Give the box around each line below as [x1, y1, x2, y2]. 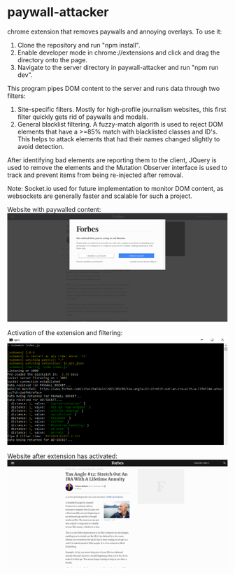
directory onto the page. [17, 55, 87, 64]
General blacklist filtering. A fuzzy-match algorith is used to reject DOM [17, 120, 224, 128]
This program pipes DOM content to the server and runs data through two [7, 84, 220, 92]
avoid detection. [17, 142, 64, 150]
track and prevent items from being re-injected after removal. [7, 171, 184, 179]
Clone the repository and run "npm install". [17, 41, 141, 49]
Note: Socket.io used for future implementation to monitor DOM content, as [7, 184, 224, 192]
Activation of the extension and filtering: [7, 329, 123, 337]
